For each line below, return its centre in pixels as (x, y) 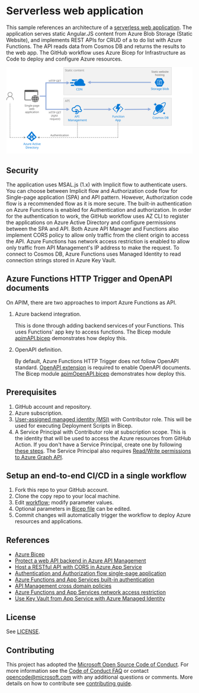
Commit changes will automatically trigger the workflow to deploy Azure (103, 515)
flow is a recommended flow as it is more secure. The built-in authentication (99, 204)
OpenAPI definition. (38, 349)
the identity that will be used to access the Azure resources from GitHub (103, 438)
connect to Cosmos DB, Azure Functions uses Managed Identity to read (94, 254)
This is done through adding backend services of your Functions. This (99, 325)
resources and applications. (49, 522)
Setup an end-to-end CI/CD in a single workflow (97, 476)
